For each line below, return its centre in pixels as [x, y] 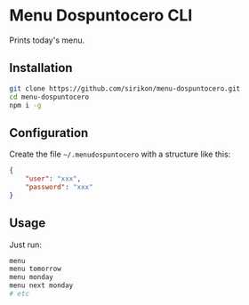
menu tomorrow [36, 269]
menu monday [31, 277]
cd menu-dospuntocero [49, 97]
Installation [41, 68]
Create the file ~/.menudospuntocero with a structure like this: [120, 154]
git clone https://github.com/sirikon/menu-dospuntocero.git [125, 88]
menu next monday [41, 285]
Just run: [26, 245]
